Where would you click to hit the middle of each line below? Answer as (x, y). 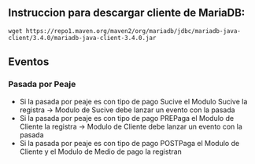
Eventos (29, 62)
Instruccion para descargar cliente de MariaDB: (127, 13)
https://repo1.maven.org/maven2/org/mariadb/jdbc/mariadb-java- (133, 31)
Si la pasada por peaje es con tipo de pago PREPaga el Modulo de (127, 118)
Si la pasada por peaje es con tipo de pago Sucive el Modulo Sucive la (133, 101)
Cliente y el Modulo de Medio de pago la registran (101, 151)
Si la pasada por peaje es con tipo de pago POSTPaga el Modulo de (129, 143)
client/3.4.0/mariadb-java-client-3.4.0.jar (82, 38)
